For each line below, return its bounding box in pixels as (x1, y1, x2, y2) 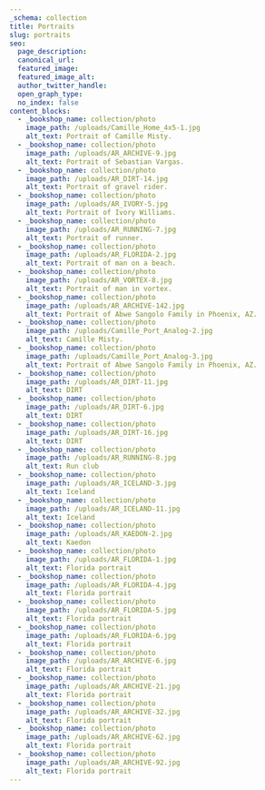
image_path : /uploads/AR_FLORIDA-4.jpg (25, 580, 177, 590)
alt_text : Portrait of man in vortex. (25, 284, 172, 293)
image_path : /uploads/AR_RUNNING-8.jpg (25, 453, 177, 462)
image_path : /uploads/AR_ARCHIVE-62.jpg (25, 733, 181, 742)
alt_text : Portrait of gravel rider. (25, 183, 169, 192)
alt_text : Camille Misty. (25, 335, 124, 344)
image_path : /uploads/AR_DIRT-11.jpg (25, 377, 169, 387)
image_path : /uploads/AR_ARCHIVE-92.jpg (25, 757, 181, 767)
